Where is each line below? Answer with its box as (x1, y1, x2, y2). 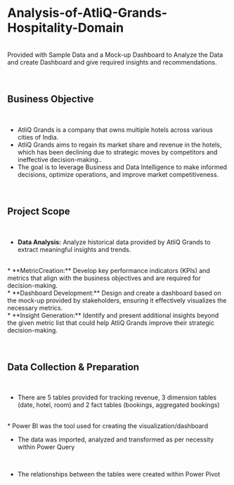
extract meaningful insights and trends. (17, 245, 131, 253)
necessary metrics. (7, 303, 63, 312)
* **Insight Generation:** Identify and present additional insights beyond (7, 311, 219, 319)
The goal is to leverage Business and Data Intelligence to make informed (17, 163, 227, 171)
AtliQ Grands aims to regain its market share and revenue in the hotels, (17, 140, 222, 149)
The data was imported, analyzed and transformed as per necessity (17, 435, 214, 444)
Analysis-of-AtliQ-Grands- (7, 5, 167, 21)
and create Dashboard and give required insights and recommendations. (7, 58, 217, 66)
